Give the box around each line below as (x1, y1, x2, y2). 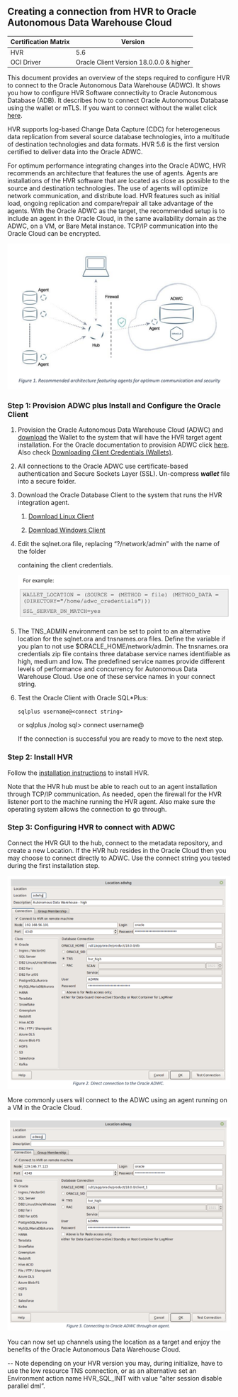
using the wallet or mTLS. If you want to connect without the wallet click (7, 104, 217, 112)
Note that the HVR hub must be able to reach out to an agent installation (7, 782, 217, 790)
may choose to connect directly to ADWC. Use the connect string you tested (7, 854, 231, 862)
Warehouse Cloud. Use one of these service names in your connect (17, 673, 215, 681)
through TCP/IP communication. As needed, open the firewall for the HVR (7, 790, 222, 798)
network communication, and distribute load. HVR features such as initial (7, 192, 220, 200)
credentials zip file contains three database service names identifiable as (17, 650, 231, 658)
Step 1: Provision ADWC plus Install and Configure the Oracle (7, 401, 221, 411)
